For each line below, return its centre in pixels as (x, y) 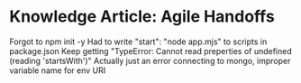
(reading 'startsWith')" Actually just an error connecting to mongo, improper (150, 60)
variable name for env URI (58, 70)
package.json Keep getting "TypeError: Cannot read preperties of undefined (151, 51)
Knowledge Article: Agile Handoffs (142, 17)
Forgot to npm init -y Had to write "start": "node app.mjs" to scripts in (138, 41)
